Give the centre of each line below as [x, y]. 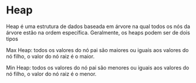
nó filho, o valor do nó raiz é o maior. [50, 56]
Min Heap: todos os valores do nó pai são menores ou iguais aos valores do [98, 67]
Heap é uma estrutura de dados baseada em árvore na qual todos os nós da [98, 26]
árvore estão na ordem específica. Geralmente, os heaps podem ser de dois [98, 32]
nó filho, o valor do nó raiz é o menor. [51, 74]
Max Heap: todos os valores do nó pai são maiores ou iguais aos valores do [97, 50]
